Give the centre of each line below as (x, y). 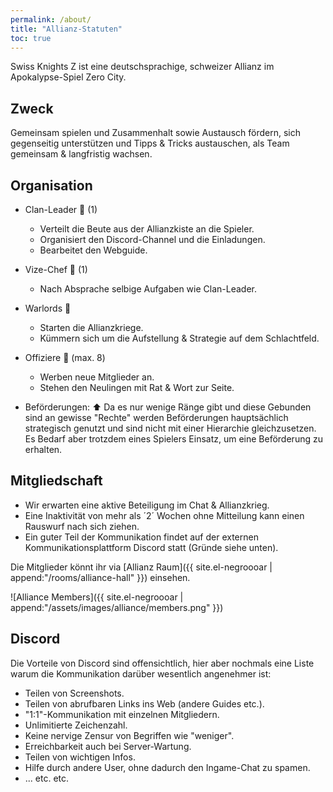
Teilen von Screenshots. (74, 693)
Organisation (51, 185)
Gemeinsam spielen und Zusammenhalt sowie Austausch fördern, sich (155, 133)
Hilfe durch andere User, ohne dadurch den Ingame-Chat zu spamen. (167, 767)
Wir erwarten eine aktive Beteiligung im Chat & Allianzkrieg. (147, 505)
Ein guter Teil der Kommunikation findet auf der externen (141, 537)
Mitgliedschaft (56, 481)
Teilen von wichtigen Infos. (80, 757)
